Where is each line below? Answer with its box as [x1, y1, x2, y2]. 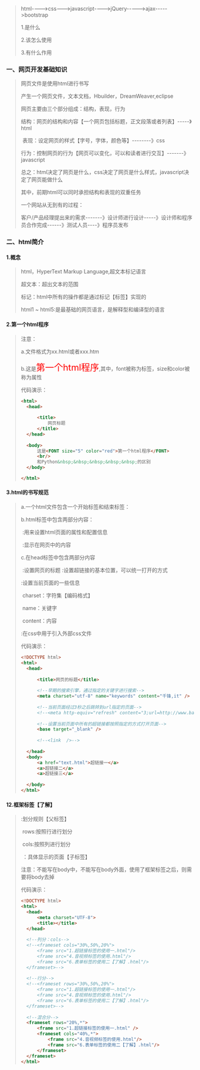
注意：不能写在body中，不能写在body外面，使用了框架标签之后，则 [20, 866, 187, 873]
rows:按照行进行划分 [22, 828, 73, 835]
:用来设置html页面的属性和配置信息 [22, 528, 108, 536]
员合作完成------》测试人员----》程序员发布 [20, 222, 129, 229]
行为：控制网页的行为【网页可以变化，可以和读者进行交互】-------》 [20, 150, 189, 157]
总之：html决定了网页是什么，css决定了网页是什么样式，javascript [20, 169, 185, 176]
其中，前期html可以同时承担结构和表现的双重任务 [20, 189, 142, 196]
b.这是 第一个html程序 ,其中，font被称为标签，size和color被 [20, 362, 190, 373]
